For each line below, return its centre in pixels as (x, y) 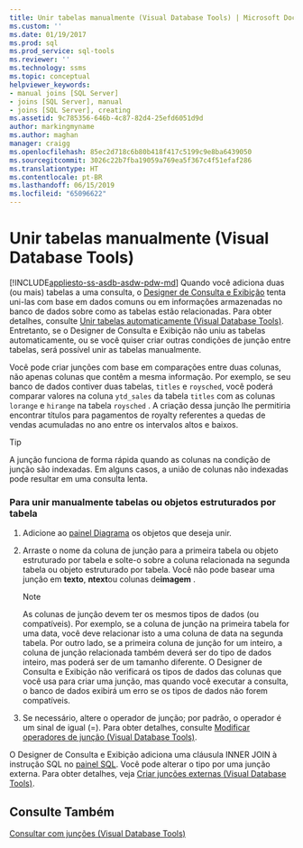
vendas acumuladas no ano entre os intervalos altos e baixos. (124, 424)
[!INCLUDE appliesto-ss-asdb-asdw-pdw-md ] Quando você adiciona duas (147, 282)
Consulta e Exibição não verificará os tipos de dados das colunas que (152, 672)
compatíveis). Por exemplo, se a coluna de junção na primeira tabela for (156, 624)
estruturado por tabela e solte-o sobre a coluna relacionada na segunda (156, 560)
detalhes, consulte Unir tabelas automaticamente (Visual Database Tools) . (147, 320)
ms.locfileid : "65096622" (58, 194)
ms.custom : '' (36, 26)
